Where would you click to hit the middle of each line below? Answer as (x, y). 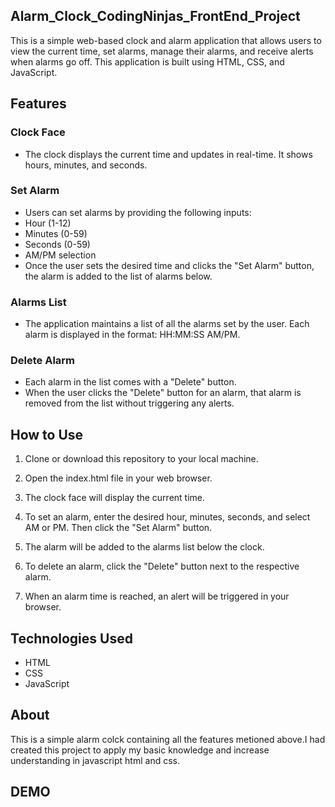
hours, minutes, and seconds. (86, 165)
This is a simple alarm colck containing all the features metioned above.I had (168, 739)
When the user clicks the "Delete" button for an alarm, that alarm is (163, 393)
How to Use (47, 434)
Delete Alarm (43, 361)
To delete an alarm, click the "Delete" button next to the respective (162, 566)
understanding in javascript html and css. (95, 760)
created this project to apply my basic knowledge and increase (140, 750)
